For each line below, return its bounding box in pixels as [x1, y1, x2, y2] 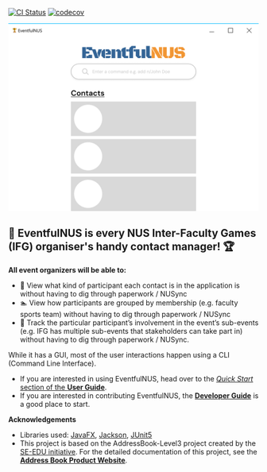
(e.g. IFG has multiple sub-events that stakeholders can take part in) [19, 326, 243, 335]
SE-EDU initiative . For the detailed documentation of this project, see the [19, 447, 257, 456]
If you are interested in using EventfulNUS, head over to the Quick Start [19, 373, 253, 383]
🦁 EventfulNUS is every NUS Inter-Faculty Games [8, 226, 257, 240]
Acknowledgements [8, 414, 77, 424]
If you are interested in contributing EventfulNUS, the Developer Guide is [19, 390, 259, 400]
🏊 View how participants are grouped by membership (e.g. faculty [19, 298, 238, 308]
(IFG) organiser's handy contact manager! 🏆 [8, 240, 235, 253]
